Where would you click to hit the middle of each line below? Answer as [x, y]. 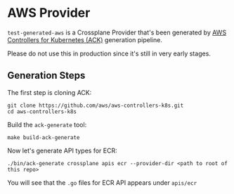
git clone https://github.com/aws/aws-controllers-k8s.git [96, 105]
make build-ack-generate [44, 137]
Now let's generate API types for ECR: [62, 150]
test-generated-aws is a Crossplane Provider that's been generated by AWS [117, 32]
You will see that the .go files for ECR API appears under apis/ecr [102, 182]
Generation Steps [46, 76]
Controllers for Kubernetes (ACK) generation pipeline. [85, 39]
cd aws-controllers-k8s [42, 111]
